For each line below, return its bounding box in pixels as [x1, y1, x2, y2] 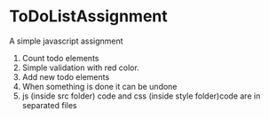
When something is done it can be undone [21, 81, 178, 91]
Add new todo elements [21, 71, 110, 82]
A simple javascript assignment [9, 36, 123, 46]
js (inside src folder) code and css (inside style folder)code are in [21, 91, 261, 101]
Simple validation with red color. [21, 62, 139, 73]
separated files [21, 99, 77, 110]
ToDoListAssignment [9, 6, 169, 27]
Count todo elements [21, 52, 99, 63]
